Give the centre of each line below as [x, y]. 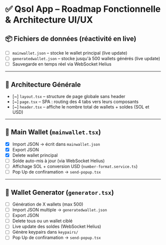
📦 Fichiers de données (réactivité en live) [71, 39]
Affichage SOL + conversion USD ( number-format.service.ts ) [75, 167]
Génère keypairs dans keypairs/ [45, 232]
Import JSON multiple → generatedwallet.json [60, 210]
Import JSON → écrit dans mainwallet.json [56, 144]
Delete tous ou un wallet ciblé [42, 221]
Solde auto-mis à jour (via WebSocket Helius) [59, 161]
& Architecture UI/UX [49, 20]
